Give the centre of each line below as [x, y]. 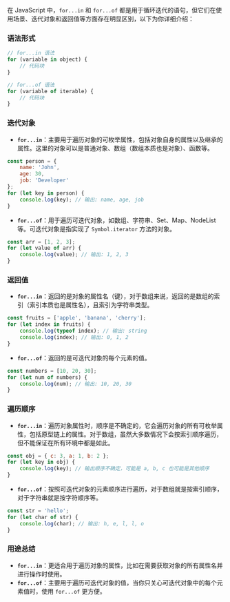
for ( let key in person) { [46, 193]
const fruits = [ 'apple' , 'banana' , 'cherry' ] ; [77, 318]
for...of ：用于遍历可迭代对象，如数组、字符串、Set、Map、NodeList [116, 220]
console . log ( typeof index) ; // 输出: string [83, 331]
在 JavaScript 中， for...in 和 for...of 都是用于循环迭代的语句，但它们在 [112, 10]
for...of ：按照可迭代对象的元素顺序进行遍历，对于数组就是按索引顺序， [120, 489]
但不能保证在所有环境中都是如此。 [65, 443]
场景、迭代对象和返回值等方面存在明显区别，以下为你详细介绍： [103, 19]
